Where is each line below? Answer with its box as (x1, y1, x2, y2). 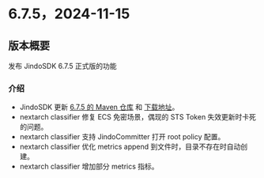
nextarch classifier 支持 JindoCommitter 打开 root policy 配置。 (19, 132, 225, 142)
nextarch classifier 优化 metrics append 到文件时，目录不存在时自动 (19, 142, 241, 152)
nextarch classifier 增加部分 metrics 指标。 (19, 161, 160, 172)
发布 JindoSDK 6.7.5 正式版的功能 (8, 62, 117, 70)
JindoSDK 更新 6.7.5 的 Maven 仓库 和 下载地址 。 (19, 102, 179, 112)
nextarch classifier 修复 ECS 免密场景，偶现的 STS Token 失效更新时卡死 (19, 112, 257, 122)
